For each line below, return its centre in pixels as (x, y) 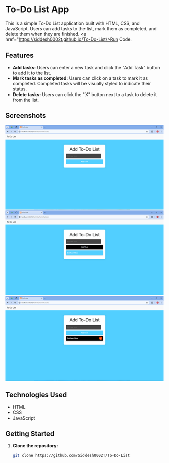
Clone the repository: (35, 446)
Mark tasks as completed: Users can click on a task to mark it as (80, 78)
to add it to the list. (32, 73)
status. (19, 89)
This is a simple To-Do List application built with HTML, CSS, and (72, 23)
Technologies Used (36, 395)
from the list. (26, 100)
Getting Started (30, 434)
